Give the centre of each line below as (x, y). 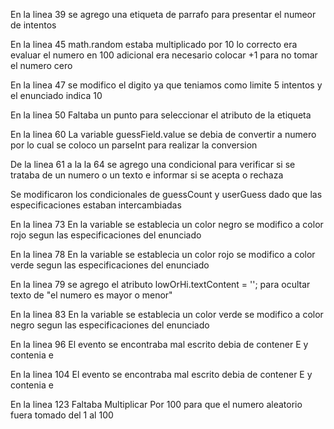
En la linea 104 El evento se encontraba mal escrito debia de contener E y (161, 374)
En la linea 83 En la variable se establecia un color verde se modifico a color (167, 314)
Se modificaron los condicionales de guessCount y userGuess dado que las (166, 194)
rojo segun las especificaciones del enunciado (106, 235)
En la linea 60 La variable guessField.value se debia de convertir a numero (163, 134)
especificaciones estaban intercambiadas (96, 205)
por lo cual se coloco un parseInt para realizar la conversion (134, 145)
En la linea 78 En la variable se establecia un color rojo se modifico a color (163, 254)
